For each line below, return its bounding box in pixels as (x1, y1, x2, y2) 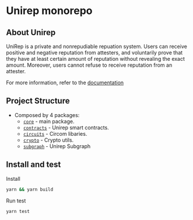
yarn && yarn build (6, 186, 54, 192)
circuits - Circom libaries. (23, 130, 87, 137)
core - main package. (23, 118, 75, 125)
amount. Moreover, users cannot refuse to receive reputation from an (6, 61, 173, 68)
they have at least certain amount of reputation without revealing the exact (6, 56, 185, 62)
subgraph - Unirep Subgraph (23, 142, 91, 150)
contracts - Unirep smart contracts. (23, 124, 109, 131)
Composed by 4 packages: (14, 111, 80, 118)
